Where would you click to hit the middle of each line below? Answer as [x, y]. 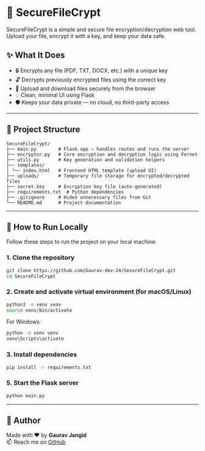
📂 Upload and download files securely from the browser [85, 88]
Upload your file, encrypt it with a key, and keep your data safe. [86, 36]
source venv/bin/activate [39, 310]
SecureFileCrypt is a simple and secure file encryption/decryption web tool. [101, 29]
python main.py [26, 396]
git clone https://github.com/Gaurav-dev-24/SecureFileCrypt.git [91, 270]
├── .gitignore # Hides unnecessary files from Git [79, 197]
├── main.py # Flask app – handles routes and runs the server [98, 149]
